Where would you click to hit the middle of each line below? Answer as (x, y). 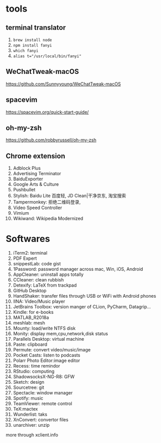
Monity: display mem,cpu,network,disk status (61, 334)
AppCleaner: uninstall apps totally (48, 274)
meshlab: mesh (29, 323)
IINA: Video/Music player (39, 301)
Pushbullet (24, 190)
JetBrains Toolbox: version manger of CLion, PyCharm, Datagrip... (82, 307)
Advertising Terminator (37, 174)
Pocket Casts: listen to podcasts (47, 355)
